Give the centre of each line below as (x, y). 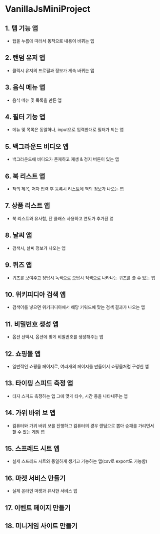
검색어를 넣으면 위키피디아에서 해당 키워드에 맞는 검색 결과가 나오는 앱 (79, 307)
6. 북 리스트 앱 (25, 176)
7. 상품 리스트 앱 (28, 206)
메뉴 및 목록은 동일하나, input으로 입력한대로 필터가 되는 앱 (68, 130)
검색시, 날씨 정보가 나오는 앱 (39, 248)
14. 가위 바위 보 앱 (30, 413)
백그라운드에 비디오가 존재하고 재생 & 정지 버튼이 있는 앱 (66, 159)
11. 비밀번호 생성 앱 (32, 324)
